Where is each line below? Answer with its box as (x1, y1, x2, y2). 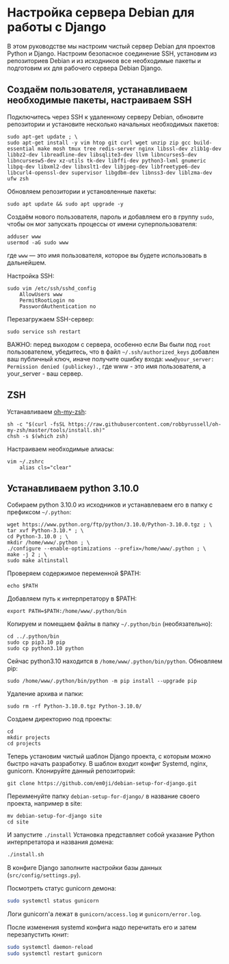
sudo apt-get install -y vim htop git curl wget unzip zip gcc (7, 139, 191, 146)
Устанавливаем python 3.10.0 (7, 482, 139, 494)
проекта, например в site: (7, 799, 83, 808)
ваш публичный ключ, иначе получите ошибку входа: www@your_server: (7, 354, 215, 363)
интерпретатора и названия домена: (7, 838, 114, 846)
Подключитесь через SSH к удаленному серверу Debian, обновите (7, 112, 204, 121)
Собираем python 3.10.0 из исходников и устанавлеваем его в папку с (7, 501, 213, 509)
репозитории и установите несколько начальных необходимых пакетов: (7, 120, 219, 128)
